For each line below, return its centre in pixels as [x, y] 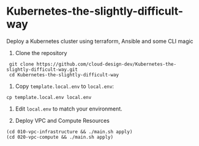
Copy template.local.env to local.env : [65, 86]
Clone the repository [41, 53]
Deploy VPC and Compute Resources [62, 120]
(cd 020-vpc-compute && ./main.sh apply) [60, 137]
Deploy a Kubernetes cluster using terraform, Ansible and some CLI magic [100, 41]
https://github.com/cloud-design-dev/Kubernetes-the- [106, 64]
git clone [21, 64]
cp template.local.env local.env [49, 97]
